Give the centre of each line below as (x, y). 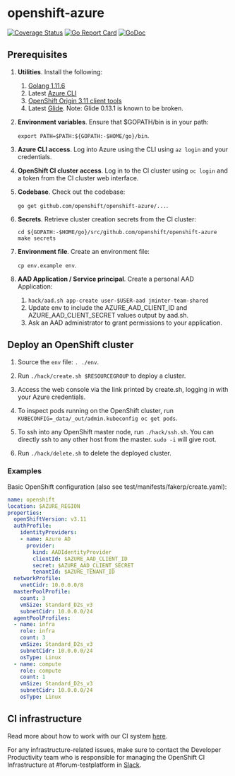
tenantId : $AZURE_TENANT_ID (74, 572)
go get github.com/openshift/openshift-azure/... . (93, 205)
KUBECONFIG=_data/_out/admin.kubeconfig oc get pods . (97, 418)
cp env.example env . (47, 265)
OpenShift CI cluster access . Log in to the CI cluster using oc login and (122, 170)
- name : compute (37, 664)
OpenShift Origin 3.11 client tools (75, 100)
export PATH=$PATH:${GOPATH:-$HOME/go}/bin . (83, 135)
